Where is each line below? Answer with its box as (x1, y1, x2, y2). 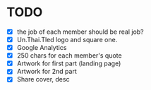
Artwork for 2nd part (16, 67, 77, 76)
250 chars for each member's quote (16, 51, 122, 60)
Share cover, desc (16, 75, 70, 84)
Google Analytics (16, 44, 67, 52)
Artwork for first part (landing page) (16, 59, 121, 67)
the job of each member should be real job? (16, 27, 144, 36)
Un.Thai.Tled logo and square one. (16, 36, 118, 44)
